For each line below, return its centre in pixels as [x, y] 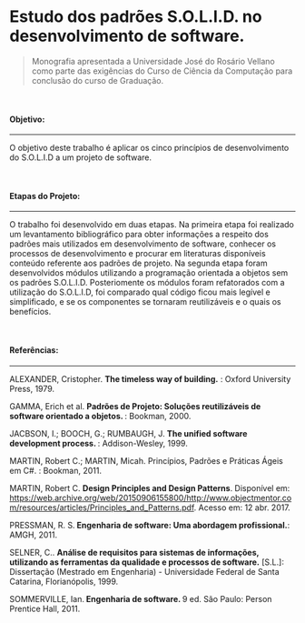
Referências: [34, 350]
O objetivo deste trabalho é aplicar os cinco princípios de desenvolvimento [149, 148]
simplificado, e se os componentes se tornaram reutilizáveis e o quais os [145, 302]
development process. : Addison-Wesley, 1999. [98, 443]
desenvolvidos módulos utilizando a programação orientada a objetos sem [149, 273]
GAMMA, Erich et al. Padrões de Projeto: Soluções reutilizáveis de [135, 406]
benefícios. [30, 312]
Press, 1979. [32, 388]
